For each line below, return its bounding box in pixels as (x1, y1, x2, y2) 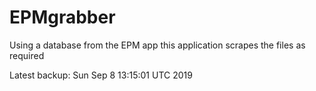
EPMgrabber (9, 6, 116, 29)
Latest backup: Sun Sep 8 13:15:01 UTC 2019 (9, 69, 193, 81)
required (9, 49, 45, 61)
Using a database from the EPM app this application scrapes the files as (9, 39, 306, 51)
